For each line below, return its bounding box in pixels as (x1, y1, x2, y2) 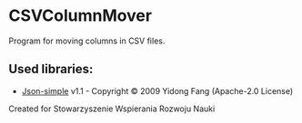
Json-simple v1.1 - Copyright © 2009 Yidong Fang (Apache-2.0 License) (21, 85, 294, 96)
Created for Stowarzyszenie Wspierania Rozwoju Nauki (8, 103, 216, 114)
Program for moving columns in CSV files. (8, 35, 166, 46)
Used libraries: (8, 61, 94, 77)
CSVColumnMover (8, 5, 152, 26)
